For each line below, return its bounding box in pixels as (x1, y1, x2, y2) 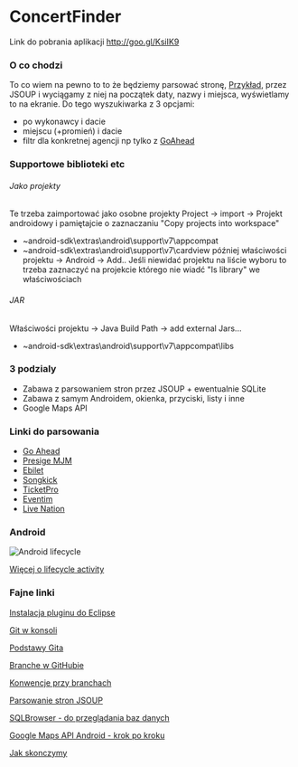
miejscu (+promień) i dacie (22, 126, 123, 137)
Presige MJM (22, 455, 72, 467)
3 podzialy (9, 363, 57, 375)
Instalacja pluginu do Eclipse (9, 607, 116, 618)
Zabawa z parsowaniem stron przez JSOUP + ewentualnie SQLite (22, 383, 266, 394)
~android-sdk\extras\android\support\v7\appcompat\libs (22, 340, 235, 351)
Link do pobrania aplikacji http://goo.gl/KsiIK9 (9, 36, 180, 47)
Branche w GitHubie (9, 659, 84, 670)
